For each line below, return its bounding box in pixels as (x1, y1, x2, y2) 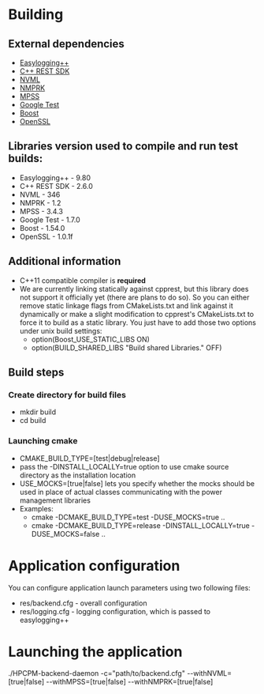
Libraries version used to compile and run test (8, 140, 239, 153)
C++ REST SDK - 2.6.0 (19, 181, 93, 190)
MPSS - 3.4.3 (19, 206, 63, 216)
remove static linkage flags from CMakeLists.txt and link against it (19, 300, 234, 310)
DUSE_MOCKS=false (31, 529, 100, 538)
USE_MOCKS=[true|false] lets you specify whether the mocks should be (19, 478, 255, 488)
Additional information (8, 255, 121, 268)
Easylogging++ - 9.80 (19, 172, 91, 183)
